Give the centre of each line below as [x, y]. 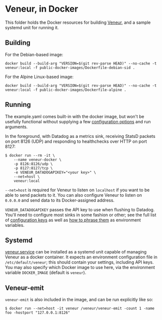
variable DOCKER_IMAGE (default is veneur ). [45, 272]
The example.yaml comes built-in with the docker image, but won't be [74, 116]
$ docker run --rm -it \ [30, 155]
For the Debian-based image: [34, 54]
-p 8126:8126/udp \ [33, 164]
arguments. [16, 127]
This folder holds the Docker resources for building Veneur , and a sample [78, 22]
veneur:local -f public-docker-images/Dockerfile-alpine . [66, 90]
